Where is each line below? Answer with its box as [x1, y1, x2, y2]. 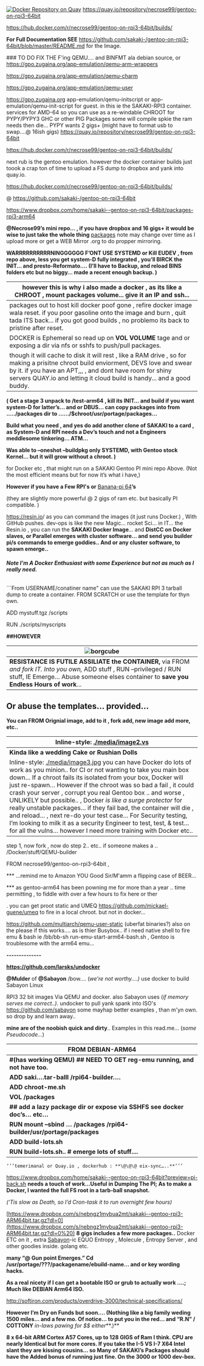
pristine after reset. [9, 324, 64, 332]
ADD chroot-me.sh [9, 1083, 66, 1091]
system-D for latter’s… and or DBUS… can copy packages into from [6, 404, 180, 410]
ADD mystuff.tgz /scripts [6, 609, 68, 616]
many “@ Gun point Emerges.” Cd [6, 1254, 94, 1261]
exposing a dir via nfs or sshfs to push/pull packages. [9, 341, 161, 350]
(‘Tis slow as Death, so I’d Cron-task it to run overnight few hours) [6, 1198, 172, 1206]
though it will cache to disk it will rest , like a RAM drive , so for [9, 351, 186, 359]
